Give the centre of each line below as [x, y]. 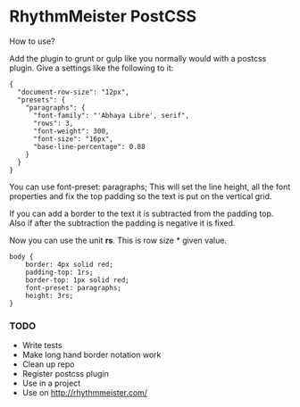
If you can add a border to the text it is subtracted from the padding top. [142, 213]
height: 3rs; [50, 295]
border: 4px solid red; [70, 264]
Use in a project [51, 383]
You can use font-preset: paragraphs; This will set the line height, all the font [150, 187]
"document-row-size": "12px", [73, 92]
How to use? [32, 41]
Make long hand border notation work [92, 355]
